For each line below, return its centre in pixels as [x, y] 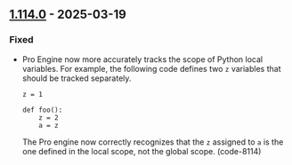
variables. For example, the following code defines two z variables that [151, 68]
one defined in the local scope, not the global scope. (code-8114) [142, 151]
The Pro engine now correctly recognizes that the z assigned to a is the [153, 142]
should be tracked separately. [77, 78]
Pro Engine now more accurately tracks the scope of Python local [142, 59]
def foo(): [42, 110]
